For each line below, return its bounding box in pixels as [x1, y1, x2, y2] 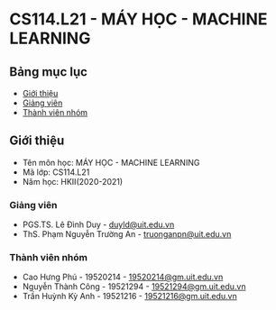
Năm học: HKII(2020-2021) [22, 176, 124, 187]
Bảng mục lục [9, 64, 88, 79]
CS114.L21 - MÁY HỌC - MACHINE [9, 9, 268, 30]
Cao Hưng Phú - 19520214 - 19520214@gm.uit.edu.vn [22, 271, 224, 283]
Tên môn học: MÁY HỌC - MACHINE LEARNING [22, 157, 200, 168]
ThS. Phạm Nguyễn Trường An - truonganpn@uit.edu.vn [22, 229, 232, 240]
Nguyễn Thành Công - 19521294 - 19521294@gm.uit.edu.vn [22, 281, 246, 292]
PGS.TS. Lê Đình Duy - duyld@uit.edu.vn [22, 219, 175, 230]
